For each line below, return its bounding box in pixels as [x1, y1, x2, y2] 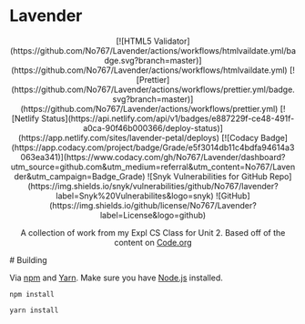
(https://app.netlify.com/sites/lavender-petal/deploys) [17, 132, 220, 143]
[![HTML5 [116, 35, 152, 46]
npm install [9, 289, 55, 299]
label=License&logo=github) [99, 209, 207, 220]
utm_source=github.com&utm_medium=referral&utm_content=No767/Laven [10, 161, 296, 172]
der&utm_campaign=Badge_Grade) [14, 170, 146, 182]
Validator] [153, 35, 190, 46]
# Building [9, 254, 47, 265]
